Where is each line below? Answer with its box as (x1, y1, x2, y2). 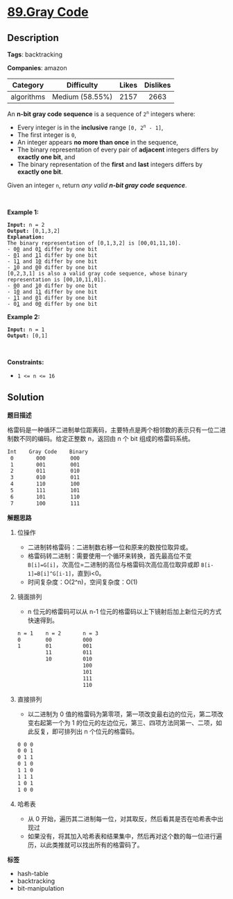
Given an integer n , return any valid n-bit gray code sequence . (7, 181, 187, 189)
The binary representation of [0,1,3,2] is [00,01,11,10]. (7, 240, 182, 247)
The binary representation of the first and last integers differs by (17, 161, 203, 168)
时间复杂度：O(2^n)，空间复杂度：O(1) (27, 578, 138, 586)
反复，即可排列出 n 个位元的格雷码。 (33, 727, 139, 736)
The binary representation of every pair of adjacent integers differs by (17, 145, 218, 154)
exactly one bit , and (17, 153, 76, 161)
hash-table (17, 869, 49, 877)
